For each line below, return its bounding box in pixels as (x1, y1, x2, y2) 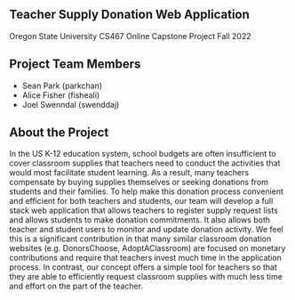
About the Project (9, 125, 109, 141)
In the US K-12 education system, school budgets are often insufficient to (9, 149, 277, 159)
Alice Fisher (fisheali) (21, 89, 100, 101)
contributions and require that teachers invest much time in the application (9, 253, 283, 264)
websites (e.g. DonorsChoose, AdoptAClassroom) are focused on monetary (9, 243, 286, 254)
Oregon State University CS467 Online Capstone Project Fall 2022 (9, 30, 251, 41)
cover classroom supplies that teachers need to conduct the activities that (9, 158, 281, 168)
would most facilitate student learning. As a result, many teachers (9, 167, 250, 178)
